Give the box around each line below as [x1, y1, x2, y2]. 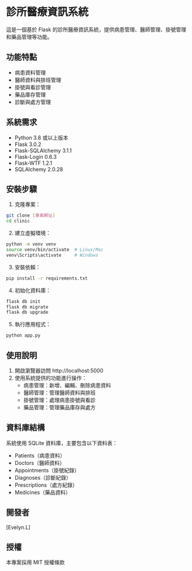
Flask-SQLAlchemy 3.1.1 [14, 147, 72, 154]
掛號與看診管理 [14, 84, 51, 91]
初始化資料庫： [14, 287, 51, 294]
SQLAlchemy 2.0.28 [14, 165, 63, 172]
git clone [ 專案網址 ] [6, 213, 56, 218]
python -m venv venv [6, 241, 57, 247]
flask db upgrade [6, 310, 49, 316]
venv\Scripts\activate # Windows [6, 252, 99, 258]
